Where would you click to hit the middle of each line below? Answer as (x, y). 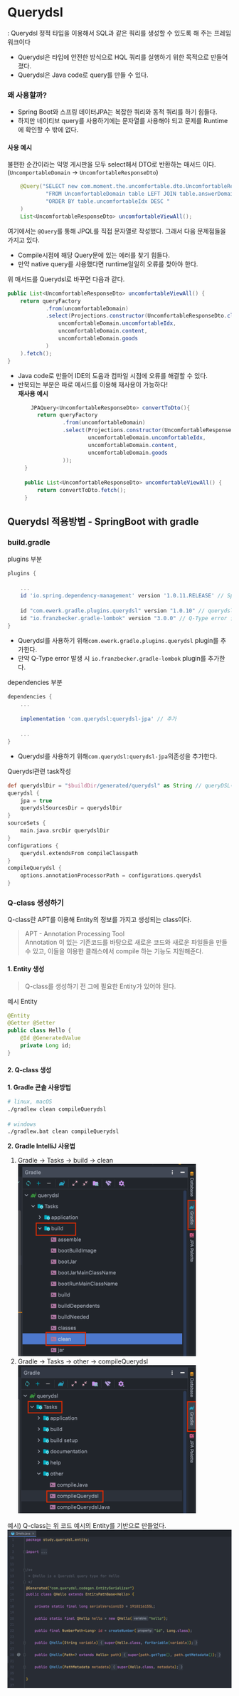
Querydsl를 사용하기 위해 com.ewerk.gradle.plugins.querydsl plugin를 (118, 640)
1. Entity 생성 (26, 968)
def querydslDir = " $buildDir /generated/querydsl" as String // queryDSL (119, 785)
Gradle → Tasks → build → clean (65, 1161)
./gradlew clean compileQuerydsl (57, 1109)
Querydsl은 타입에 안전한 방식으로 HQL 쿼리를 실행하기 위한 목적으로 (113, 57)
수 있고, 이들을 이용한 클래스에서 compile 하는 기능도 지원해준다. (114, 951)
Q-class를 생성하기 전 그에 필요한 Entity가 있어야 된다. (100, 986)
